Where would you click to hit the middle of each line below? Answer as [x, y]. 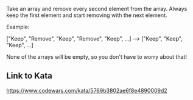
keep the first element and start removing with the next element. [87, 15]
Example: [18, 27]
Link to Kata [30, 76]
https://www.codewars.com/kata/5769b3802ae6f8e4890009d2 [87, 90]
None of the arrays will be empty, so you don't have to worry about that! [97, 57]
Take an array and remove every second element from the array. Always [97, 9]
